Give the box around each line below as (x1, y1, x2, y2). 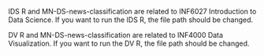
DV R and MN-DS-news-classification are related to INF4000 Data (8, 31, 223, 39)
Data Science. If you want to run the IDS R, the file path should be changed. (8, 15, 254, 24)
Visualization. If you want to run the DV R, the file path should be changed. (8, 39, 250, 48)
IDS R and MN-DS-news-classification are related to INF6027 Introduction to (8, 7, 257, 16)
